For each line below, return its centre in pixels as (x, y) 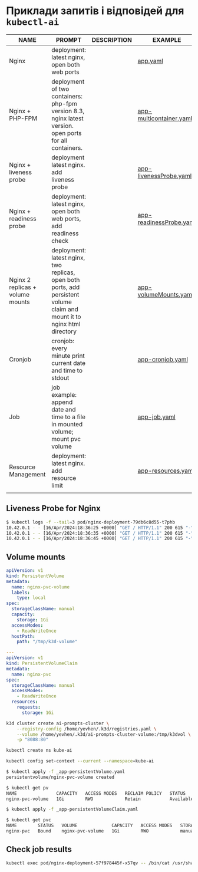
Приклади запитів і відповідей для (95, 11)
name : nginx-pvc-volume (40, 587)
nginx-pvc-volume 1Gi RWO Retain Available (100, 799)
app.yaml (150, 61)
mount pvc (66, 439)
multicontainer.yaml (165, 118)
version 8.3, (68, 111)
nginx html (66, 324)
